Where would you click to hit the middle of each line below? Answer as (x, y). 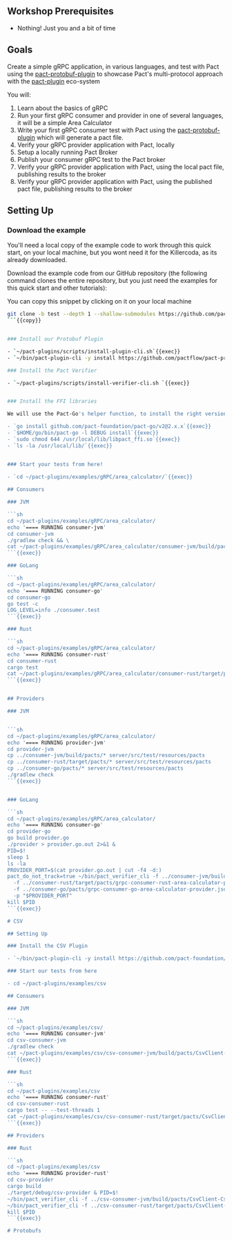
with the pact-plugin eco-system (54, 81)
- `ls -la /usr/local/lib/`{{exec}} (60, 445)
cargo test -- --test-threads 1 (54, 1110)
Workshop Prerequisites (60, 11)
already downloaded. (37, 260)
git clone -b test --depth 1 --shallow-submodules (81, 314)
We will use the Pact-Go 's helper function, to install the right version (117, 414)
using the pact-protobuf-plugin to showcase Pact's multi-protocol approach (115, 74)
